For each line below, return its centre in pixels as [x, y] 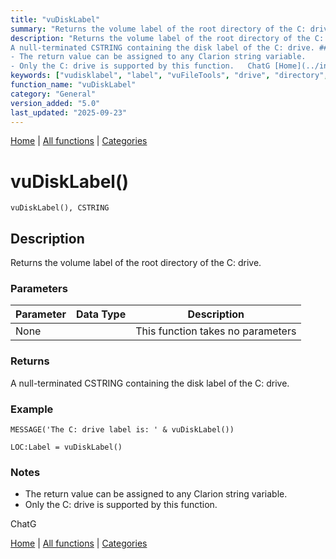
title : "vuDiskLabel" [55, 19]
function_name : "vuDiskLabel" [73, 85]
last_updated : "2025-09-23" [69, 112]
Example [32, 409]
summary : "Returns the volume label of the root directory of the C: [158, 29]
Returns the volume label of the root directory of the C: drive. [136, 263]
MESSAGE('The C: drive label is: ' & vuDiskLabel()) [122, 430]
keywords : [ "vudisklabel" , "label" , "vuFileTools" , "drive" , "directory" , [169, 76]
